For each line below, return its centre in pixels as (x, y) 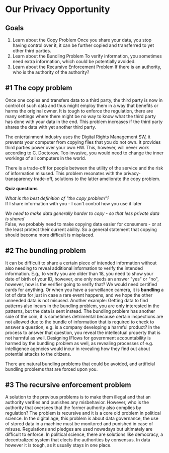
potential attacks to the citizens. (38, 354)
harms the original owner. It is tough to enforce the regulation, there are (79, 111)
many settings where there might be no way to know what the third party (80, 116)
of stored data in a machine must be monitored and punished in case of (79, 424)
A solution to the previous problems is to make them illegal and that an (78, 397)
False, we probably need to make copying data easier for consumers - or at (83, 224)
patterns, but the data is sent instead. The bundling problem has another (80, 311)
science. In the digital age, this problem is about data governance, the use (82, 418)
